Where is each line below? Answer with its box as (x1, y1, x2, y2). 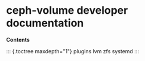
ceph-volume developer (6, 4, 128, 17)
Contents (6, 36, 30, 43)
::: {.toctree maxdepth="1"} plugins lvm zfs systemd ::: (6, 47, 139, 54)
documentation (6, 16, 84, 30)
